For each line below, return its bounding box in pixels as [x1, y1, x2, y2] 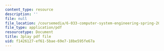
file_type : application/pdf [5, 25, 62, 30]
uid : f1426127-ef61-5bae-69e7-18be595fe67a [5, 39, 95, 44]
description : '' [5, 12, 38, 17]
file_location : [5, 20, 36, 26]
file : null [5, 16, 27, 21]
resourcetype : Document [5, 30, 54, 34]
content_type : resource [5, 7, 54, 12]
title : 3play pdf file [5, 34, 51, 39]
